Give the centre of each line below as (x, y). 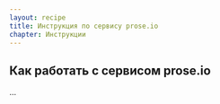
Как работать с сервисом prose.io (110, 70)
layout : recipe (38, 17)
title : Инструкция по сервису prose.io (84, 26)
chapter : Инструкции (48, 34)
